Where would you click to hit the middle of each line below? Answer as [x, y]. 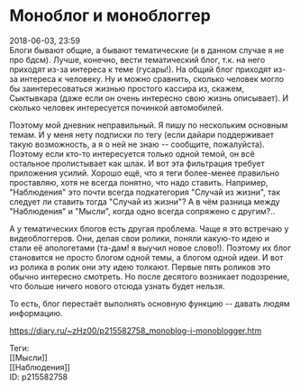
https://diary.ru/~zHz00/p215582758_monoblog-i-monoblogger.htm [136, 331]
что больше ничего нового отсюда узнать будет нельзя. [117, 286]
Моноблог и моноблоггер [110, 16]
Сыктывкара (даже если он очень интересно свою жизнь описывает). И [149, 98]
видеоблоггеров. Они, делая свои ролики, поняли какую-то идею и [140, 238]
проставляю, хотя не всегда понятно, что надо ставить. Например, [139, 182]
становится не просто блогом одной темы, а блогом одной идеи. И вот [146, 257]
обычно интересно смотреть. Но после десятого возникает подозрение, [150, 277]
